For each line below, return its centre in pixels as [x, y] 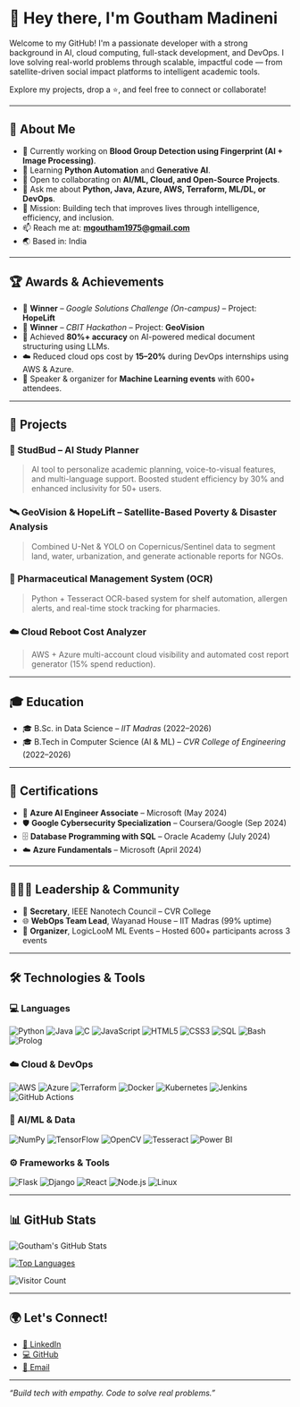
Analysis [29, 527]
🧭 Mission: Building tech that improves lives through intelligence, [141, 208]
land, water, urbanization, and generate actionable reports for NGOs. [157, 556]
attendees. [42, 388]
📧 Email [36, 1367]
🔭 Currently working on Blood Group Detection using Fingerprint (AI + [152, 150]
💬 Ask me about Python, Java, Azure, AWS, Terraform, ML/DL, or [144, 189]
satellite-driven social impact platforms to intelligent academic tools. [135, 72]
